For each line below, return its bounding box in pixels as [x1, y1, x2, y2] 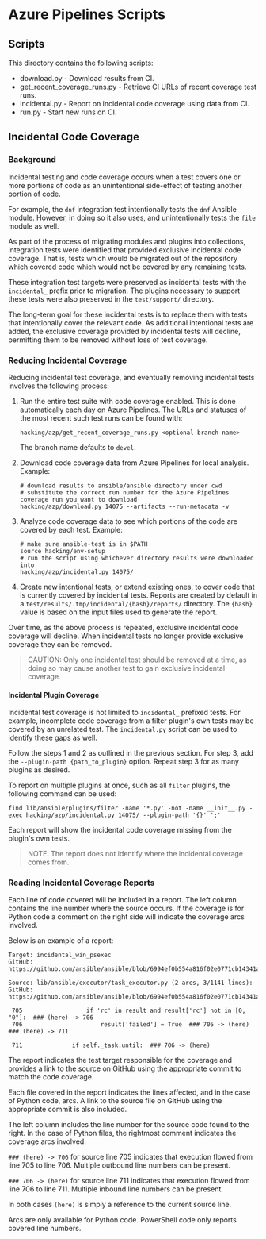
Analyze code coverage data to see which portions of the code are [19, 516, 237, 525]
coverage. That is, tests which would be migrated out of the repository [8, 253, 238, 263]
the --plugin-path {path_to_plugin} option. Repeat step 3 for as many [8, 756, 240, 767]
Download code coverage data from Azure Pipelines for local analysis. [19, 458, 249, 468]
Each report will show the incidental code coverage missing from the [8, 825, 232, 835]
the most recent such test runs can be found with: [19, 413, 183, 422]
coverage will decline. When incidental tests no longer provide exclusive [8, 631, 244, 641]
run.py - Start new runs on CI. [19, 107, 117, 117]
